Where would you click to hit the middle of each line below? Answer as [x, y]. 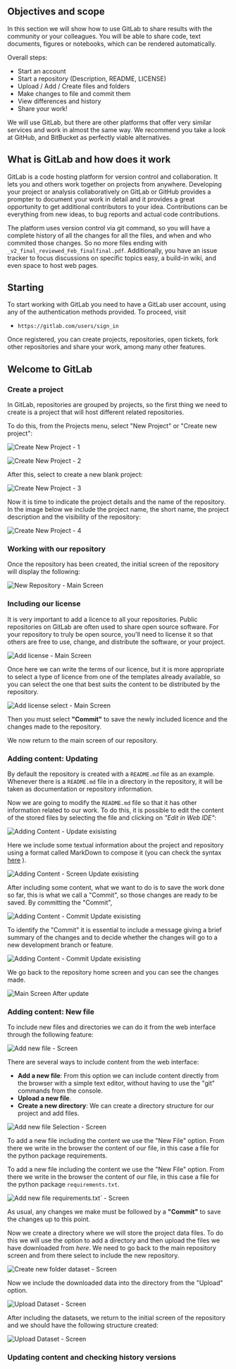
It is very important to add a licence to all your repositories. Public [103, 619]
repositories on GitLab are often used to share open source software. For [113, 627]
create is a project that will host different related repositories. [96, 412]
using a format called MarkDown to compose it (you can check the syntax [114, 853]
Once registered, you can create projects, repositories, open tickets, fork [113, 339]
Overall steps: [27, 57]
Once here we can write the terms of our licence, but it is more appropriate [116, 669]
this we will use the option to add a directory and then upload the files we [114, 1240]
